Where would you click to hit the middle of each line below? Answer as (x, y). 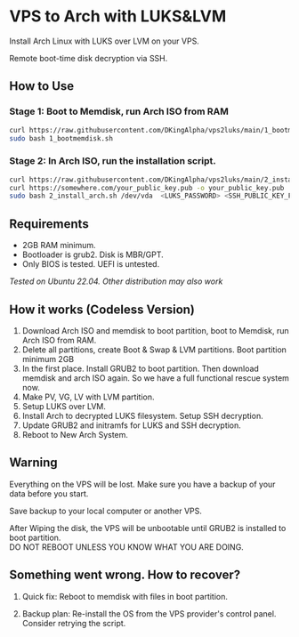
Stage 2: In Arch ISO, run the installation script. (113, 161)
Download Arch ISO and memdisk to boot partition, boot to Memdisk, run (155, 330)
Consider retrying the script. (74, 623)
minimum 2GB (48, 359)
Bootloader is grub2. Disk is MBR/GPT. (93, 254)
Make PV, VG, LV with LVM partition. (88, 397)
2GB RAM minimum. (59, 246)
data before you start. (49, 493)
